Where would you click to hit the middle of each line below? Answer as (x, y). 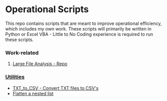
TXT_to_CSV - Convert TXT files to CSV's (55, 88)
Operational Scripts (47, 9)
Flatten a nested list (33, 93)
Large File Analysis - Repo (40, 64)
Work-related (22, 53)
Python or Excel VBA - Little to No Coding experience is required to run (79, 34)
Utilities (15, 77)
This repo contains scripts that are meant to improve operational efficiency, (83, 23)
